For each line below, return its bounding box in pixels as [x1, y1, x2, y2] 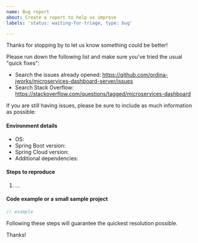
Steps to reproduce [6, 169, 55, 176]
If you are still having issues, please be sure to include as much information [6, 102, 193, 109]
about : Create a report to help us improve [6, 14, 117, 20]
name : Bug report [6, 8, 50, 15]
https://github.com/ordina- [102, 71, 169, 79]
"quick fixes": [6, 59, 40, 67]
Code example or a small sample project [6, 196, 108, 203]
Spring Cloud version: [14, 148, 69, 155]
